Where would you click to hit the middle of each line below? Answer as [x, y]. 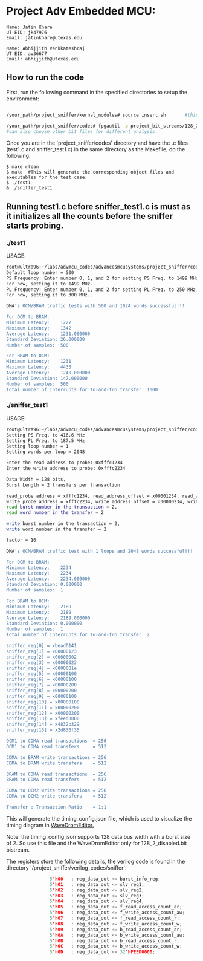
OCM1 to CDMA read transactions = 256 [56, 741]
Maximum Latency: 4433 [39, 367]
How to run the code [45, 78]
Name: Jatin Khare [29, 27]
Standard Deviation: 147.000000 [47, 378]
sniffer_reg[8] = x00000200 [42, 691]
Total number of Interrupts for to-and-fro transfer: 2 [78, 635]
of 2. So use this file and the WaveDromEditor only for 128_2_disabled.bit [97, 843]
